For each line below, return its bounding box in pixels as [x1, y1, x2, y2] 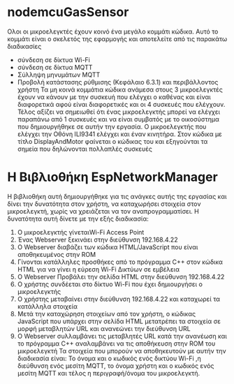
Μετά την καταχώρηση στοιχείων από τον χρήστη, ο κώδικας [17, 309, 196, 318]
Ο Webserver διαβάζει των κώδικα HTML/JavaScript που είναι [17, 242, 198, 251]
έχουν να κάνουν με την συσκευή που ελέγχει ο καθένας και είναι [17, 92, 211, 101]
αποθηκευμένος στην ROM [17, 250, 96, 258]
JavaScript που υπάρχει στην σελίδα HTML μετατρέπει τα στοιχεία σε [17, 317, 221, 325]
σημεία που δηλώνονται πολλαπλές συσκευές [17, 145, 152, 153]
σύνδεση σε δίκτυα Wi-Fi [17, 55, 91, 64]
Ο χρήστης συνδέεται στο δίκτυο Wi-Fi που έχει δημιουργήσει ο [17, 280, 203, 288]
